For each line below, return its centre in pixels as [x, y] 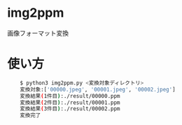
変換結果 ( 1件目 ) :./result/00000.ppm [70, 96]
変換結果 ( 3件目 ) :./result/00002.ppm [70, 109]
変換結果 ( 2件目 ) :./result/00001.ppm [70, 103]
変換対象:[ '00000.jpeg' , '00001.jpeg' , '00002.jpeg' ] [98, 89]
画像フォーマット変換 [38, 33]
